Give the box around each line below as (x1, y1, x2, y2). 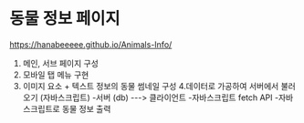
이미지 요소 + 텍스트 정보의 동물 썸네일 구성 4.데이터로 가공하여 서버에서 (22, 80, 279, 91)
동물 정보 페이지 (9, 8, 121, 29)
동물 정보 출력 (62, 103, 111, 114)
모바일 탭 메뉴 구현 (22, 69, 89, 80)
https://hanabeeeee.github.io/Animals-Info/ (9, 38, 173, 50)
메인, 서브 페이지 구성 (22, 57, 99, 68)
